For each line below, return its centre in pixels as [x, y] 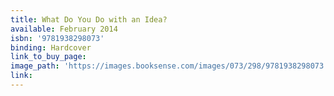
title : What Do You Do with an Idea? [89, 19]
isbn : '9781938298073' [57, 38]
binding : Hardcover [51, 47]
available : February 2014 [64, 29]
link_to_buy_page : [48, 57]
